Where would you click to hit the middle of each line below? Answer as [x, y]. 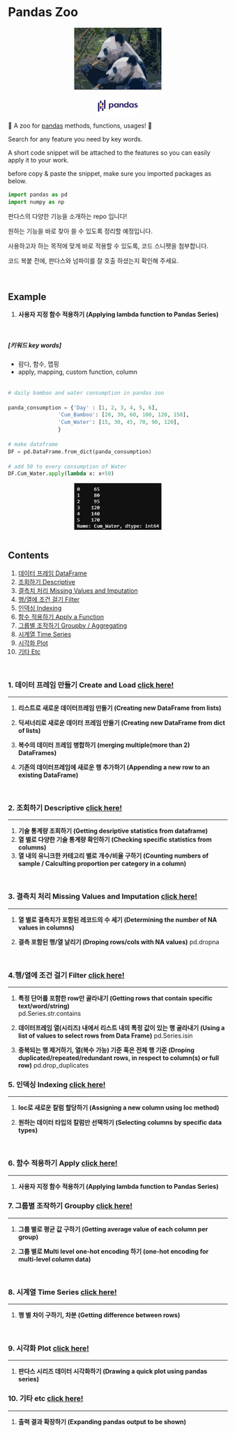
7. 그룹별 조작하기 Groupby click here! [70, 1206]
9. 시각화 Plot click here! [48, 1349]
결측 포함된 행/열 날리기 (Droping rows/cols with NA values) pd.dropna [119, 941]
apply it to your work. [38, 160]
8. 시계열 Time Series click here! [62, 1292]
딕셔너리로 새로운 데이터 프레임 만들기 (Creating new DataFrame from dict [121, 723]
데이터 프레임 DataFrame [52, 573]
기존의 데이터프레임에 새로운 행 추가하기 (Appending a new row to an [114, 767]
